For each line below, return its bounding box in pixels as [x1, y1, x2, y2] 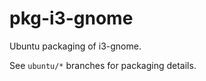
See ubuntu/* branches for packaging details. [9, 59, 197, 71]
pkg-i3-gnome [9, 7, 134, 30]
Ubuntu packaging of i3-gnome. [9, 40, 142, 52]
